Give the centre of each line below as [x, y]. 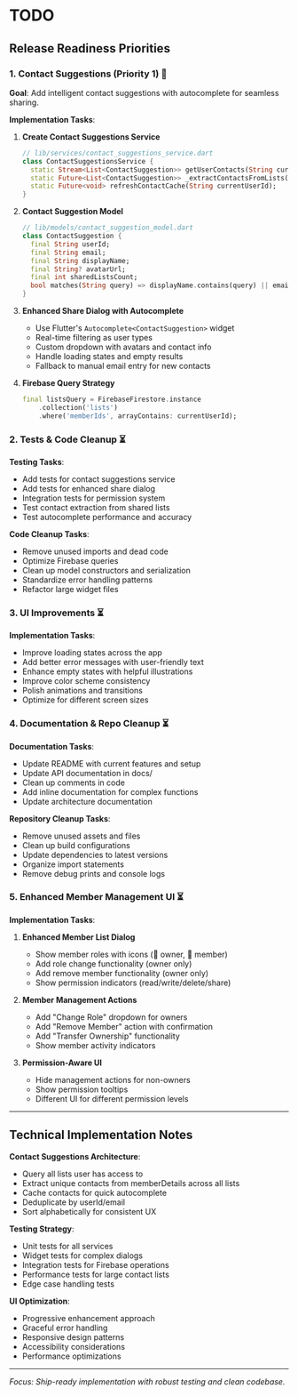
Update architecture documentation [87, 801]
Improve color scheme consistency [86, 681]
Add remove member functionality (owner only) [122, 973]
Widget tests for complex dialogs [82, 1256]
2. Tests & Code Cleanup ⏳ [67, 439]
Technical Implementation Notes [101, 1135]
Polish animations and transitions [82, 691]
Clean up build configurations [76, 845]
